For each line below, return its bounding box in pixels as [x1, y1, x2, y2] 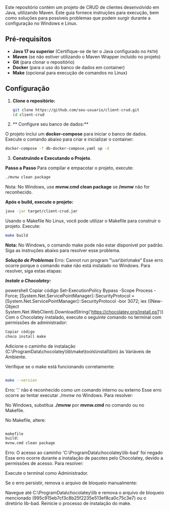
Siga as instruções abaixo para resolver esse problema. [5, 247, 121, 253]
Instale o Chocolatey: [5, 277, 51, 284]
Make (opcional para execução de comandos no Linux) [12, 70, 128, 76]
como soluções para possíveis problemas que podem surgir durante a [5, 15, 151, 21]
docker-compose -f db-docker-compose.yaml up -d [5, 146, 109, 151]
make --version [5, 377, 37, 382]
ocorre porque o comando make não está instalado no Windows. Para [5, 262, 150, 269]
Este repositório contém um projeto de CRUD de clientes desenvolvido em [5, 5, 160, 10]
